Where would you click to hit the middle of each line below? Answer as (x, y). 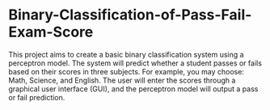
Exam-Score (51, 32)
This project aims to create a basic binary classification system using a (126, 54)
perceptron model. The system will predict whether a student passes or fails (135, 63)
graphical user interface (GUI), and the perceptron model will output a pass (133, 89)
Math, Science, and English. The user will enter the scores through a (122, 80)
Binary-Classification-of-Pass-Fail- (130, 15)
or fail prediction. (37, 97)
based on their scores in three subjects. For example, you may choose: (127, 71)
